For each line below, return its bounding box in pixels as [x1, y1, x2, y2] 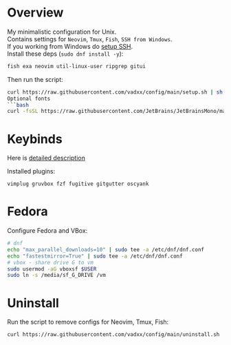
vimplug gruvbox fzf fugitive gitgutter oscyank [7, 180, 149, 187]
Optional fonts [7, 95, 51, 102]
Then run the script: [7, 75, 63, 83]
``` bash [7, 101, 30, 108]
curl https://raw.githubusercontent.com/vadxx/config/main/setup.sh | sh [7, 88, 223, 96]
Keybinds [7, 131, 63, 147]
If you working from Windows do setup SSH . [7, 42, 133, 50]
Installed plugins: [7, 167, 56, 176]
